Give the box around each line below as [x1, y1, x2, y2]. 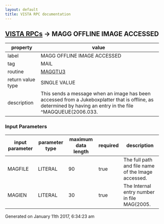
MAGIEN [7, 191, 27, 198]
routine [7, 68, 24, 75]
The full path [123, 156, 153, 163]
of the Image [123, 168, 153, 175]
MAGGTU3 [41, 68, 66, 75]
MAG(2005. [123, 201, 151, 207]
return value [7, 76, 36, 83]
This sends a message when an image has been [41, 90, 151, 97]
